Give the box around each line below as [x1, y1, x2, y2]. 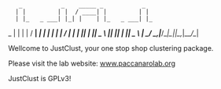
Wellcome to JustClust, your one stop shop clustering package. [8, 44, 214, 52]
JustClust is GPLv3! [8, 74, 72, 83]
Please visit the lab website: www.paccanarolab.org [8, 59, 175, 68]
